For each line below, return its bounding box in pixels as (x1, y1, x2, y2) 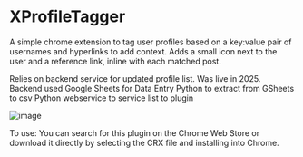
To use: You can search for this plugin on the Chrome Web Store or (9, 127, 260, 138)
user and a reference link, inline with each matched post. (9, 55, 222, 66)
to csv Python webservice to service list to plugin (9, 93, 193, 103)
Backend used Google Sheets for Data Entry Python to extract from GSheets (9, 83, 295, 93)
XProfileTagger (9, 6, 126, 27)
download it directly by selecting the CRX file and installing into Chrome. (9, 137, 279, 148)
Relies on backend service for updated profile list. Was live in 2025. (9, 73, 261, 83)
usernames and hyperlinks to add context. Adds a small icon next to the (9, 45, 278, 56)
